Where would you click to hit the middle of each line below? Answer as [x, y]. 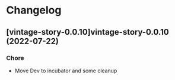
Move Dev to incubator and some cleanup [66, 71]
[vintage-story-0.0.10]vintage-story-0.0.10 [87, 32]
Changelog [34, 10]
